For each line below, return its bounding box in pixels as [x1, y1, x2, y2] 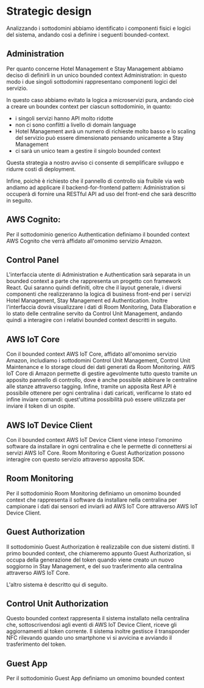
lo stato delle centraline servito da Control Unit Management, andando [6, 310, 183, 317]
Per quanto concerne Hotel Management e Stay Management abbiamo [6, 65, 184, 72]
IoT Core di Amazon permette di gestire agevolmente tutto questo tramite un [6, 370, 198, 377]
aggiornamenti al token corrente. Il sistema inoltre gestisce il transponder [6, 628, 190, 635]
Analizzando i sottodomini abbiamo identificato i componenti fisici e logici [6, 24, 191, 32]
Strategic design [6, 4, 92, 18]
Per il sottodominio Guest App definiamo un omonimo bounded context [6, 675, 185, 682]
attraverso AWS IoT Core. [6, 569, 70, 576]
